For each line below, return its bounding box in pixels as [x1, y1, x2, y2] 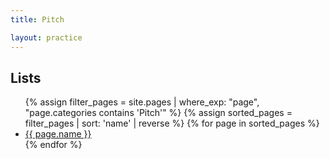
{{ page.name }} [24, 128, 92, 140]
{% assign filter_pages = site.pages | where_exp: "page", [24, 96, 260, 108]
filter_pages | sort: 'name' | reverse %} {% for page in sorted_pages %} [24, 117, 320, 130]
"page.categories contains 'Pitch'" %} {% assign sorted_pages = [24, 107, 293, 119]
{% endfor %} [24, 139, 83, 151]
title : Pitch [10, 14, 65, 25]
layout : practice [10, 32, 83, 43]
